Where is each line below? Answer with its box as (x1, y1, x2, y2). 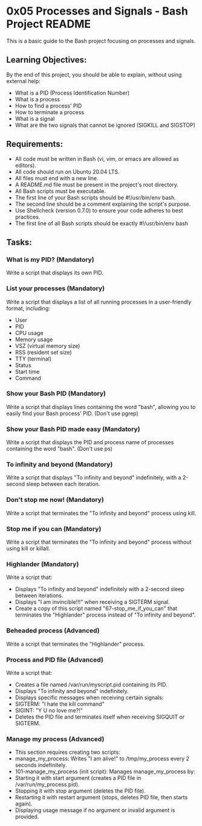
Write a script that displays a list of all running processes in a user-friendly (6, 298, 192, 305)
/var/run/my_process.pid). (15, 781, 80, 788)
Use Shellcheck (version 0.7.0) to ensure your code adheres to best (15, 206, 183, 214)
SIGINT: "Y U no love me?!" (15, 706, 83, 714)
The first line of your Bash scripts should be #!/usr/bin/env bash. (15, 194, 177, 201)
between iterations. (15, 592, 64, 599)
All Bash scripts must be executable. (15, 187, 106, 195)
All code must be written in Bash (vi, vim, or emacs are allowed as (15, 155, 180, 162)
